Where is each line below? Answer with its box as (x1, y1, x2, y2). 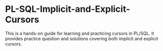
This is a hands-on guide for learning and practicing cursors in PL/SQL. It (5, 30, 155, 36)
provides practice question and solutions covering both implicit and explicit (5, 36, 159, 42)
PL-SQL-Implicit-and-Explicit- (5, 3, 130, 15)
